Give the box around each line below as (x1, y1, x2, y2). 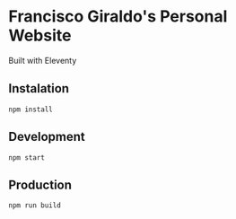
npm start (8, 153, 46, 162)
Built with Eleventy (8, 55, 77, 66)
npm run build (8, 201, 62, 210)
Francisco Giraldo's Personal (8, 6, 228, 27)
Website (8, 25, 72, 46)
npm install (8, 105, 53, 114)
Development (8, 129, 86, 145)
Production (8, 177, 73, 192)
